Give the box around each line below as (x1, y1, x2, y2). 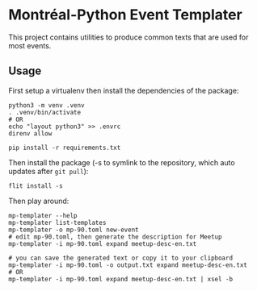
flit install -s (8, 181, 63, 190)
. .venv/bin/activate (8, 108, 82, 116)
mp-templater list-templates (8, 218, 107, 227)
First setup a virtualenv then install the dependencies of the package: (8, 85, 239, 95)
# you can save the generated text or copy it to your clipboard (8, 254, 233, 262)
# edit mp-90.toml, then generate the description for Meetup (8, 232, 222, 241)
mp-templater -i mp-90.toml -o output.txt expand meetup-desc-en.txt (8, 260, 248, 269)
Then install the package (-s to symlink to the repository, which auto (8, 157, 236, 167)
